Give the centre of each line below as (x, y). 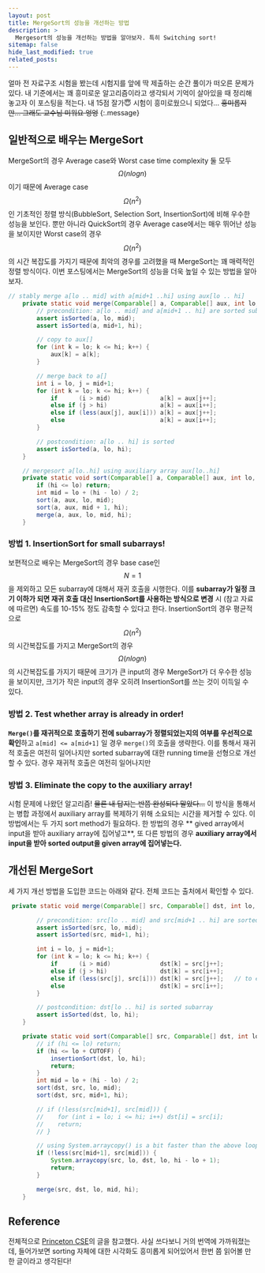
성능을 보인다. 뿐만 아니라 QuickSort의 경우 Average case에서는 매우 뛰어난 (125, 224)
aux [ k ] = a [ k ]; (75, 355)
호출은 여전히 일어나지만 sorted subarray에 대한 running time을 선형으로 (129, 752)
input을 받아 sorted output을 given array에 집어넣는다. (95, 843)
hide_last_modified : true (50, 52)
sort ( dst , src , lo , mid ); (79, 1088)
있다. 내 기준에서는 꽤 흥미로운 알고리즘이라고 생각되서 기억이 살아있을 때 (119, 92)
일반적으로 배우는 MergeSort (76, 140)
